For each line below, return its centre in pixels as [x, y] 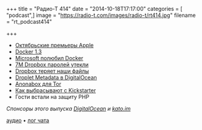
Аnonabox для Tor [38, 84]
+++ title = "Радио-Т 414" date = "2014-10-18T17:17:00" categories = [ [95, 9]
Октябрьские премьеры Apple [54, 45]
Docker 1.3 [29, 52]
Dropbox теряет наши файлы [52, 71]
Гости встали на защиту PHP [52, 97]
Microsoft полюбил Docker [49, 58]
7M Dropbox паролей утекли [52, 64]
